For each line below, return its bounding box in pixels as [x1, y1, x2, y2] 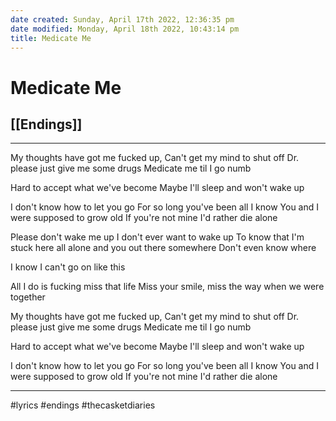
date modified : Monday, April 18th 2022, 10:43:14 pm [10, 24, 240, 34]
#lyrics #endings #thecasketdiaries [10, 399, 156, 411]
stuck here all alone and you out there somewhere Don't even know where [10, 242, 317, 254]
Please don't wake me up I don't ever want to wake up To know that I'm [10, 231, 305, 243]
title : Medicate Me [10, 33, 92, 43]
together [10, 291, 46, 303]
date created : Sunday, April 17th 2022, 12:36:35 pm [10, 14, 235, 25]
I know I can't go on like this [10, 261, 126, 273]
